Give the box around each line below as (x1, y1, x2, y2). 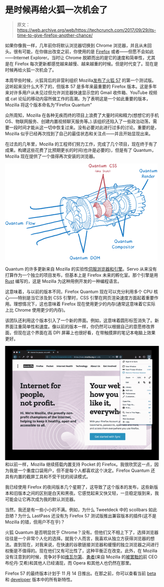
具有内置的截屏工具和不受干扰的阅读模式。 (5, 473, 91, 479)
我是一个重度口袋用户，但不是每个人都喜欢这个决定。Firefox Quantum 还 (9, 467, 155, 473)
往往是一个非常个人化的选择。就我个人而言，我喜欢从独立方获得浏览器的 (5, 535, 150, 541)
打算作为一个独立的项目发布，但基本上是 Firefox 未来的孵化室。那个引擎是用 (5, 272, 159, 278)
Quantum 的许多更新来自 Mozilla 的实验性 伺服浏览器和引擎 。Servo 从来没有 (5, 266, 157, 272)
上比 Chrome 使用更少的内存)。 (5, 307, 68, 313)
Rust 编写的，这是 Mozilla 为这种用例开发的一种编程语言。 (5, 278, 122, 284)
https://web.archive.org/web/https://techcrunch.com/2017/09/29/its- (17, 27, 156, 33)
